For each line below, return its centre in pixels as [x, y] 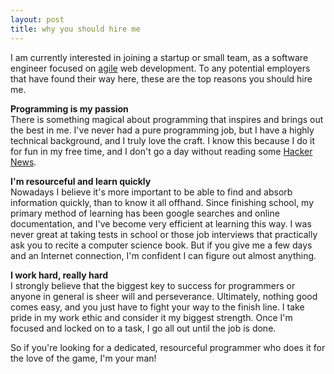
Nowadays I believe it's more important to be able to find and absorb [151, 192]
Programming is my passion [69, 108]
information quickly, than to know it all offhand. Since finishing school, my [162, 202]
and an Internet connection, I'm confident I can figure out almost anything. [163, 255]
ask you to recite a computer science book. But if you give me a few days [161, 245]
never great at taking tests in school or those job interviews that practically [164, 234]
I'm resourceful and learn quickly [81, 181]
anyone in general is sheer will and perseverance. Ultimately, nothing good [164, 296]
